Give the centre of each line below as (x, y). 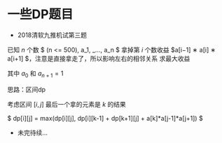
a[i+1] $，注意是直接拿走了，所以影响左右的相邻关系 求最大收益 (99, 58)
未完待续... (32, 133)
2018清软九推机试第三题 (52, 35)
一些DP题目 (40, 14)
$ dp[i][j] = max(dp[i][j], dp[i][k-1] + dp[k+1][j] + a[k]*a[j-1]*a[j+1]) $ (105, 118)
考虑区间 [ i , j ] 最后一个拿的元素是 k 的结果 (67, 104)
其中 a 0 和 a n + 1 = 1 (35, 74)
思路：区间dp (27, 89)
